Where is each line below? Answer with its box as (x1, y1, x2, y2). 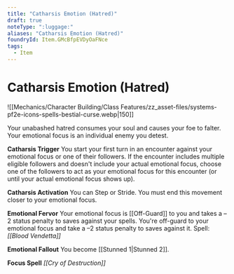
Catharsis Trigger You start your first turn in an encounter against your (7, 144, 212, 153)
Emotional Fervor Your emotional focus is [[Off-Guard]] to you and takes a (7, 209, 223, 217)
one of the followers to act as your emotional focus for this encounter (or (7, 167, 217, 175)
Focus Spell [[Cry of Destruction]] (7, 259, 106, 267)
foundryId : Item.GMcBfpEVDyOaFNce (7, 36, 109, 43)
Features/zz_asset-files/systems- (120, 102, 217, 111)
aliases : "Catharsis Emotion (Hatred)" (7, 29, 124, 37)
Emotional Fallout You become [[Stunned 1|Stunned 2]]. (7, 245, 170, 253)
